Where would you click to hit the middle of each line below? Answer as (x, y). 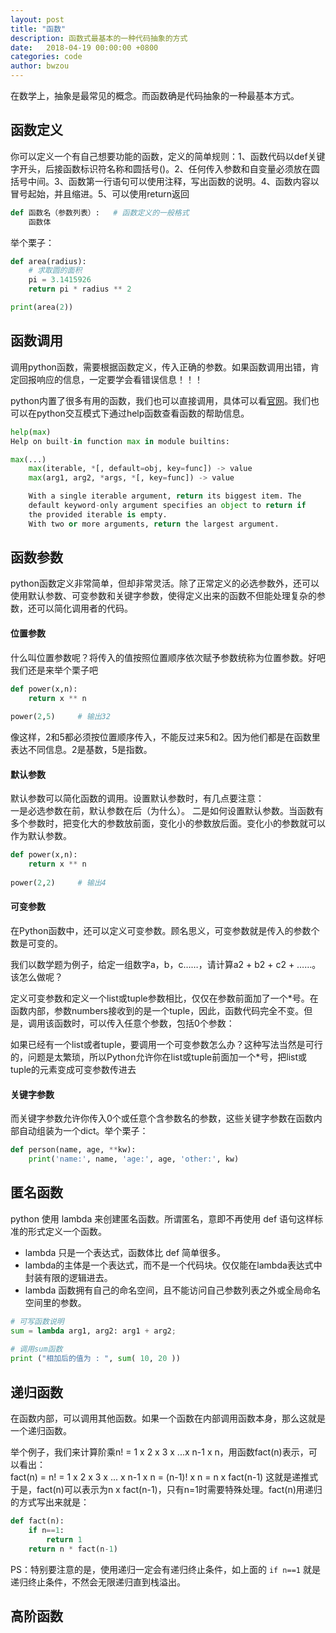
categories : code (46, 57)
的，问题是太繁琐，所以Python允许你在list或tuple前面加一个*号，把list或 (159, 1057)
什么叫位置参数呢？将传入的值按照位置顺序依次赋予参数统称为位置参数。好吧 (168, 657)
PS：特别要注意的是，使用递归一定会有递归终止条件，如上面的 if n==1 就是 (165, 1569)
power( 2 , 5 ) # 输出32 (60, 717)
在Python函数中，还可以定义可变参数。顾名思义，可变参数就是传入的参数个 (165, 931)
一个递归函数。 (41, 1430)
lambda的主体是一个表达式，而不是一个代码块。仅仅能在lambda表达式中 (173, 1265)
